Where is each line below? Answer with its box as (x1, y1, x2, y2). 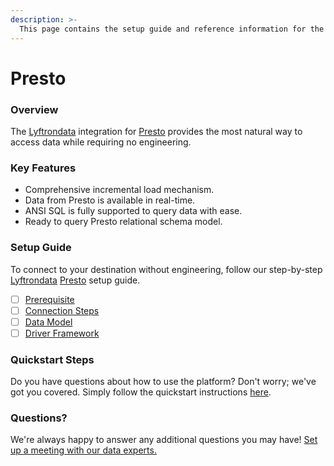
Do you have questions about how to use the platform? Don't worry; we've (10, 376, 317, 388)
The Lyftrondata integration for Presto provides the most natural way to (10, 125, 303, 137)
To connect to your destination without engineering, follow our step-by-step (10, 263, 323, 275)
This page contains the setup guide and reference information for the (19, 24, 325, 34)
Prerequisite (24, 293, 75, 305)
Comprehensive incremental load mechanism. (24, 184, 215, 196)
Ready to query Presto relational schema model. (24, 216, 223, 228)
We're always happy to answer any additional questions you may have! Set (10, 434, 318, 446)
